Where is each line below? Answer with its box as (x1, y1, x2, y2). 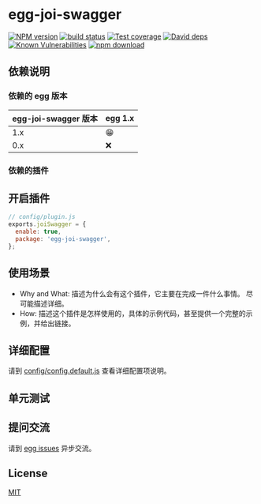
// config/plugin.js (8, 213, 76, 221)
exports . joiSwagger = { (8, 220, 87, 228)
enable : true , (15, 228, 62, 236)
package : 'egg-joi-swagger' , (15, 235, 111, 243)
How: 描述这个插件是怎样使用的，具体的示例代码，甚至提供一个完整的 (19, 308, 246, 318)
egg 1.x (105, 112, 135, 123)
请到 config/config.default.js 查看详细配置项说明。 (8, 366, 171, 376)
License (8, 466, 48, 480)
